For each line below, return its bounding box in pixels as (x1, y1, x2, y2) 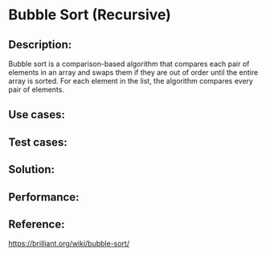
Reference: (8, 217, 65, 231)
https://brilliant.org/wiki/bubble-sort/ (8, 239, 130, 249)
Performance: (8, 190, 80, 204)
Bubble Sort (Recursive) (8, 6, 171, 24)
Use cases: (8, 108, 66, 122)
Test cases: (8, 135, 68, 149)
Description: (8, 38, 72, 52)
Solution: (8, 163, 55, 176)
